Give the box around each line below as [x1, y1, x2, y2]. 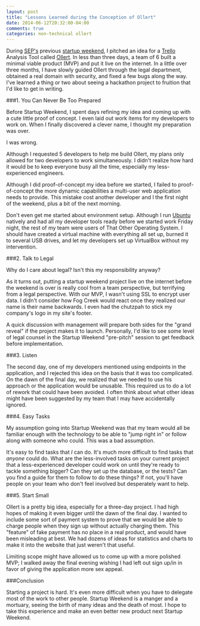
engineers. [38, 169, 64, 176]
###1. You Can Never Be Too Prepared [6, 97, 101, 104]
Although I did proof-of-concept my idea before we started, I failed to [6, 181, 177, 188]
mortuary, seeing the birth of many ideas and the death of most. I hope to [6, 602, 187, 609]
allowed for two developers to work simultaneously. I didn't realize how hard [6, 157, 194, 164]
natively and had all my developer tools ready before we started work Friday [6, 218, 193, 225]
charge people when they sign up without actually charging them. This [6, 522, 180, 529]
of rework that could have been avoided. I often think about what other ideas [6, 389, 195, 396]
